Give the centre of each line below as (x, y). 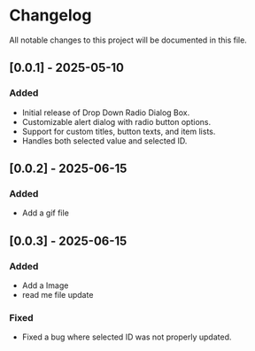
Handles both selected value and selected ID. (104, 140)
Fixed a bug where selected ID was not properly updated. (127, 337)
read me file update (58, 295)
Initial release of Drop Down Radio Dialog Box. (106, 113)
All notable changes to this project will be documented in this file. (128, 40)
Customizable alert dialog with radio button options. (116, 121)
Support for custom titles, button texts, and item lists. (119, 131)
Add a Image (45, 285)
